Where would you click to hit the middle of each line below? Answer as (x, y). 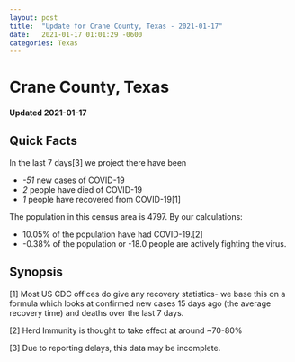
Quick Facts (44, 141)
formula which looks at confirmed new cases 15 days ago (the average (140, 303)
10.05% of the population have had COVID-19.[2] (113, 234)
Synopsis (36, 272)
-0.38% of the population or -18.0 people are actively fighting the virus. (154, 243)
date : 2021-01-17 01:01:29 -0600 (76, 34)
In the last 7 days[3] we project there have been (98, 162)
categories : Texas (44, 43)
